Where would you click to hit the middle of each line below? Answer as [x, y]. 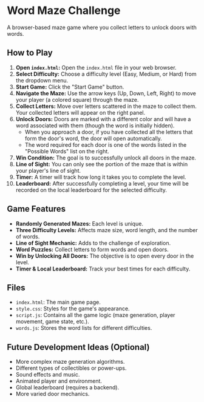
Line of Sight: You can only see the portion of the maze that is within [101, 164]
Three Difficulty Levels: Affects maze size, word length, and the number [107, 230]
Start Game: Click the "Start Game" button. [70, 87]
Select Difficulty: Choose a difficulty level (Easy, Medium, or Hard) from [106, 74]
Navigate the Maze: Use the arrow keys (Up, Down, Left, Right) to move [106, 93]
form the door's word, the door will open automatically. [93, 138]
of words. [28, 236]
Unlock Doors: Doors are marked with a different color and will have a [103, 119]
